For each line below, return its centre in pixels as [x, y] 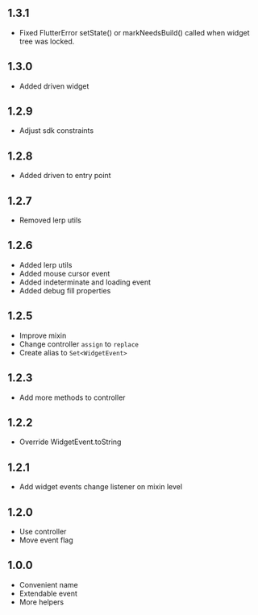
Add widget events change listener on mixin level [101, 487]
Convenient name [48, 584]
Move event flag [46, 540]
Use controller [43, 531]
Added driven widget [54, 86]
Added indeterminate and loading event [85, 282]
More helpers [42, 602]
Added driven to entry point [65, 176]
